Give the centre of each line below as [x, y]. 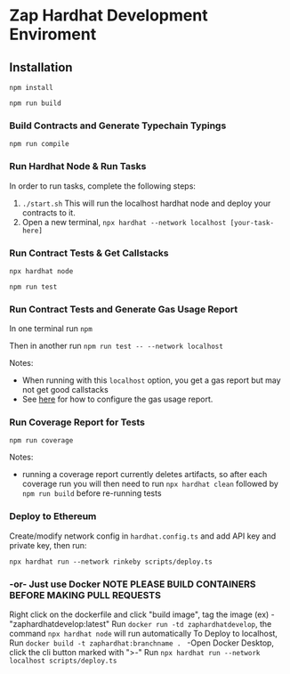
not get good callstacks [65, 390]
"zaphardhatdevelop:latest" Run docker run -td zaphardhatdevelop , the [141, 624]
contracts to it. [48, 212]
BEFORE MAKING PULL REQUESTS [85, 595]
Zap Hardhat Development [109, 16]
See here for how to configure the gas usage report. [117, 399]
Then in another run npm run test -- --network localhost [117, 346]
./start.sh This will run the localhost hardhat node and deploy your [146, 203]
